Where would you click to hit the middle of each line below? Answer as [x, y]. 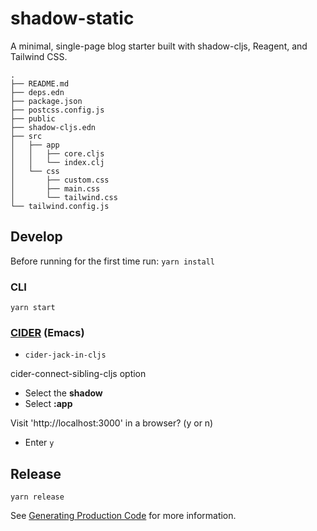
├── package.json [46, 101]
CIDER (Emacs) [47, 332]
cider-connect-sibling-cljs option [78, 374]
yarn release [37, 497]
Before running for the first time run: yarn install [113, 261]
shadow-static [72, 18]
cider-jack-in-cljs [65, 355]
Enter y [39, 443]
